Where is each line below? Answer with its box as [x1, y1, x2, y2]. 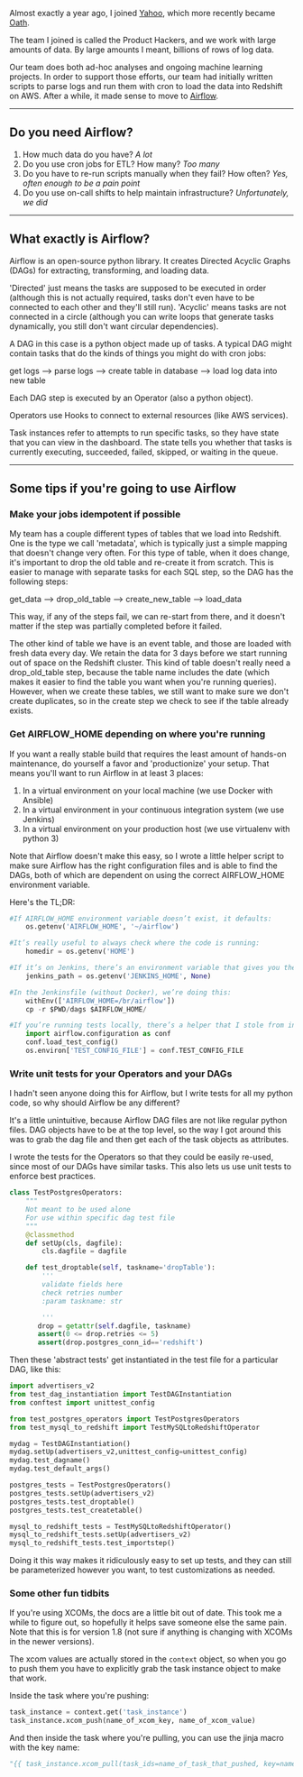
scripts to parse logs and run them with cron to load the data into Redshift [9, 81, 283, 91]
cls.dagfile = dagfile [41, 1247, 127, 1256]
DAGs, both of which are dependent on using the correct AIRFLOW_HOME [9, 869, 286, 880]
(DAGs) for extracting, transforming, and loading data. [9, 265, 210, 276]
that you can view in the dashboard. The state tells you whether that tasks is [9, 436, 293, 447]
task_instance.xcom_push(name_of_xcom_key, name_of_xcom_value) [9, 1717, 256, 1726]
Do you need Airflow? [9, 125, 133, 141]
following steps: [9, 576, 69, 587]
